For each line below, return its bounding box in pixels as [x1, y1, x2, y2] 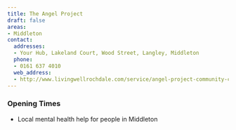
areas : [7, 23, 27, 30]
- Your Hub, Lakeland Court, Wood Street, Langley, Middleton [13, 50, 199, 57]
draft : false [7, 17, 46, 24]
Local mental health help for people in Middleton [17, 115, 158, 123]
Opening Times [7, 99, 61, 109]
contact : [7, 37, 33, 44]
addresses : [13, 43, 46, 50]
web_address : [13, 69, 52, 76]
